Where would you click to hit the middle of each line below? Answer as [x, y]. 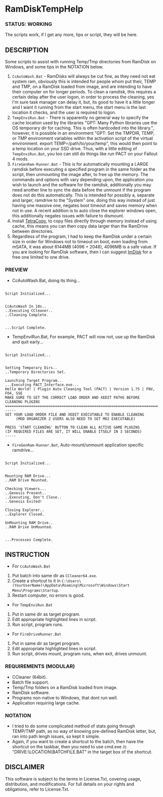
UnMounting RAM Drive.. [29, 523]
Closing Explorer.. [25, 510]
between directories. [33, 231]
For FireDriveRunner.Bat [37, 634]
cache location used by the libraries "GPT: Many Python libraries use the [85, 123]
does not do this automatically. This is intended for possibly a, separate [83, 195]
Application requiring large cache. [46, 703]
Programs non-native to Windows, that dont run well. [65, 698]
